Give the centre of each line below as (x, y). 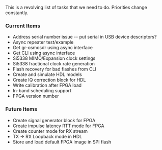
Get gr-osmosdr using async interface (53, 48)
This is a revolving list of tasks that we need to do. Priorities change (76, 7)
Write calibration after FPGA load (47, 85)
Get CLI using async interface (44, 53)
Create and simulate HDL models (47, 74)
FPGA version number (36, 96)
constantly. (17, 13)
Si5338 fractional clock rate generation (54, 64)
